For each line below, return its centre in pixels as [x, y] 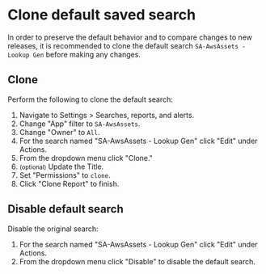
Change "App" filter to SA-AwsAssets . [80, 124]
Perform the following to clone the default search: [90, 99]
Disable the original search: [53, 229]
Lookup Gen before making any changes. [74, 54]
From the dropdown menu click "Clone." [86, 158]
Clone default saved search [101, 15]
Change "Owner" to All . [59, 132]
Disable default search [65, 209]
